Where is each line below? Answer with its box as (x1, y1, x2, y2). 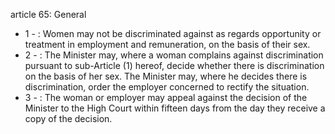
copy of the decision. (24, 113, 113, 124)
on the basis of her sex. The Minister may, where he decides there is (24, 70, 308, 82)
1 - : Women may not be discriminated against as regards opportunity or (24, 28, 322, 39)
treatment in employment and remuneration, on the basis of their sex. (24, 39, 311, 50)
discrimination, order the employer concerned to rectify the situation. (24, 81, 310, 93)
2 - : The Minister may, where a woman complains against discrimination (24, 49, 324, 61)
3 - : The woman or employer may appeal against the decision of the (24, 92, 308, 103)
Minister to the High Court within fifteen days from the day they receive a (24, 102, 326, 114)
